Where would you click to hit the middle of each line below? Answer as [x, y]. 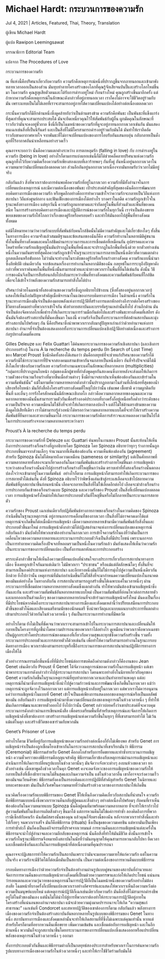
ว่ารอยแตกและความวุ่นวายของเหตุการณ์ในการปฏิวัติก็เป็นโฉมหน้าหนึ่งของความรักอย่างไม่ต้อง [79, 880]
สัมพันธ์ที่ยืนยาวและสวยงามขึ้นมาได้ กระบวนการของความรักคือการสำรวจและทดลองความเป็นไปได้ [82, 415]
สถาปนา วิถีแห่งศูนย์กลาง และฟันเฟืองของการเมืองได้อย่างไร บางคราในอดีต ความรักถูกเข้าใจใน [81, 199]
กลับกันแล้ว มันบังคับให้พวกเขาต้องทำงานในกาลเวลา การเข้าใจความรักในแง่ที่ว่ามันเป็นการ [77, 533]
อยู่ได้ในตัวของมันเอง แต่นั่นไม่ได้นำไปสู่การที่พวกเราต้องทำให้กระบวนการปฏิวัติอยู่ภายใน [76, 897]
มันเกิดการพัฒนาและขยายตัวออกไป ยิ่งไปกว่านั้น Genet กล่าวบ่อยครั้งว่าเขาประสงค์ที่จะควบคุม [81, 705]
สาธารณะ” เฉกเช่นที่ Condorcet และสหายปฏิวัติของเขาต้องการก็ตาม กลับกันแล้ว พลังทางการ [81, 908]
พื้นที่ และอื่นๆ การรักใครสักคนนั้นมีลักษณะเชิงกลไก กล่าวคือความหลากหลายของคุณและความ [79, 393]
